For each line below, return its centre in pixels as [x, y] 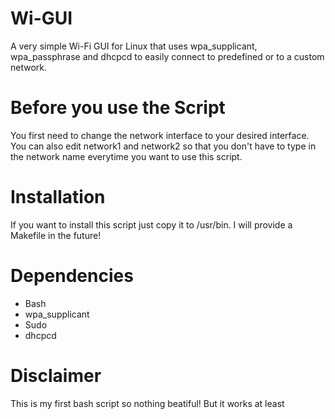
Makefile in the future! [56, 235]
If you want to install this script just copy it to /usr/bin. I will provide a [151, 224]
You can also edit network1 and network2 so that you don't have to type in [163, 146]
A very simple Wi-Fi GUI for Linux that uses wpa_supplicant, [134, 46]
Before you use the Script [118, 108]
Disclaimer [56, 375]
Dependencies [72, 276]
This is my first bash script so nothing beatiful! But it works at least [147, 403]
